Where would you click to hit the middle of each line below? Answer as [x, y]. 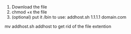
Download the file [29, 7]
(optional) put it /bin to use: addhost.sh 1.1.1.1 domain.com [69, 17]
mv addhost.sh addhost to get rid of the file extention [58, 26]
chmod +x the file [29, 12]
